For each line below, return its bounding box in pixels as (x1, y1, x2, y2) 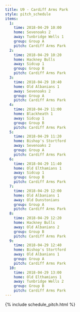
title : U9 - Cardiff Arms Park (5, 7, 68, 12)
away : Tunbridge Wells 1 (14, 35, 64, 39)
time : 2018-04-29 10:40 (14, 79, 62, 84)
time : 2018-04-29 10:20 (14, 52, 62, 58)
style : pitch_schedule (5, 12, 51, 17)
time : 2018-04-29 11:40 (14, 161, 62, 166)
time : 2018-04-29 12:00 (14, 188, 62, 193)
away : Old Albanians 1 (14, 252, 60, 257)
